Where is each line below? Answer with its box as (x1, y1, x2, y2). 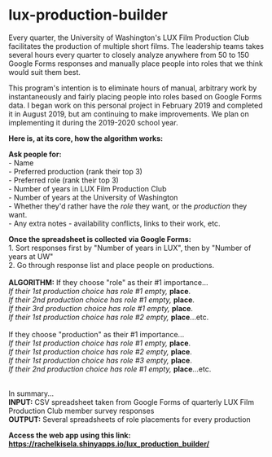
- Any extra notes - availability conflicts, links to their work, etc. (8, 218, 221, 228)
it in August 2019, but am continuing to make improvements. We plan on (8, 108, 250, 119)
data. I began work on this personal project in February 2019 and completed (8, 100, 263, 110)
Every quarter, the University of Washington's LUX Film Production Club (8, 33, 250, 42)
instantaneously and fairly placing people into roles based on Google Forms (8, 91, 262, 101)
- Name (8, 157, 34, 168)
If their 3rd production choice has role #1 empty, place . (8, 303, 194, 313)
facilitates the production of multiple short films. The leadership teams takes (8, 41, 265, 51)
